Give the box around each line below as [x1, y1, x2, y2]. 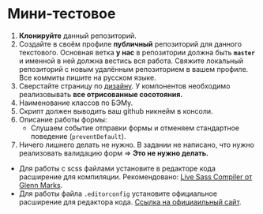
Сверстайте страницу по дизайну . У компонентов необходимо [18, 81, 231, 91]
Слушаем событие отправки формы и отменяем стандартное [30, 123, 240, 133]
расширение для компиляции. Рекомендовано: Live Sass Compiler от [18, 171, 253, 182]
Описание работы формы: [18, 115, 107, 124]
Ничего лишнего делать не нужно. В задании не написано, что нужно [18, 140, 254, 149]
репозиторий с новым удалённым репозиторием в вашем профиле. [18, 64, 249, 73]
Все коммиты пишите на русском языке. [18, 73, 156, 82]
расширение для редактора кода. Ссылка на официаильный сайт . [18, 197, 242, 206]
